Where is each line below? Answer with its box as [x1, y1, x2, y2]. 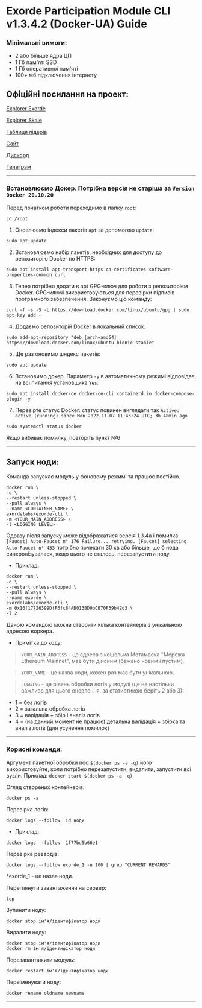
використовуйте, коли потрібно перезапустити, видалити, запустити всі [6, 765, 191, 773]
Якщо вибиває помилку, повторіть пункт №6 [6, 434, 121, 441]
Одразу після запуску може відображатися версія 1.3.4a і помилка [6, 532, 179, 539]
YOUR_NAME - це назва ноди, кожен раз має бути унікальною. [20, 669, 174, 676]
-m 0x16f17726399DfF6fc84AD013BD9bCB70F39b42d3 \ [6, 605, 133, 612]
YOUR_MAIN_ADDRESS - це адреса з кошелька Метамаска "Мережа [20, 651, 185, 658]
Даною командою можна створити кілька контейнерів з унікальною [6, 621, 182, 629]
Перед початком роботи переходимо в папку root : [6, 204, 137, 211]
